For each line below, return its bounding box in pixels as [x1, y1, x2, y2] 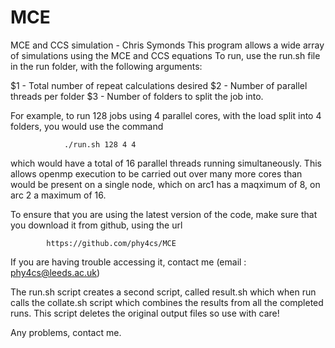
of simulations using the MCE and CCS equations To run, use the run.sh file [10, 49, 321, 61]
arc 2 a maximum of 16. [10, 189, 107, 201]
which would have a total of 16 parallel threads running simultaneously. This [10, 157, 322, 169]
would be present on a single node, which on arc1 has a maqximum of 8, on [10, 178, 321, 190]
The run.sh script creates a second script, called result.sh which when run [10, 286, 317, 298]
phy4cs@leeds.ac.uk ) [10, 266, 101, 278]
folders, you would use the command [10, 120, 164, 132]
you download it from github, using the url [10, 219, 183, 231]
